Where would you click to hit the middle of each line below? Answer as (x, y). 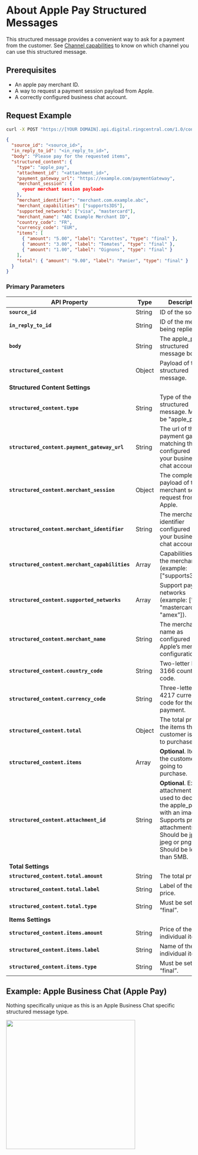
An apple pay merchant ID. (47, 84)
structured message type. (37, 1012)
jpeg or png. (176, 842)
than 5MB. (174, 857)
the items (172, 727)
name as (171, 631)
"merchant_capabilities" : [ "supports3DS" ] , (71, 205)
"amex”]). (173, 615)
